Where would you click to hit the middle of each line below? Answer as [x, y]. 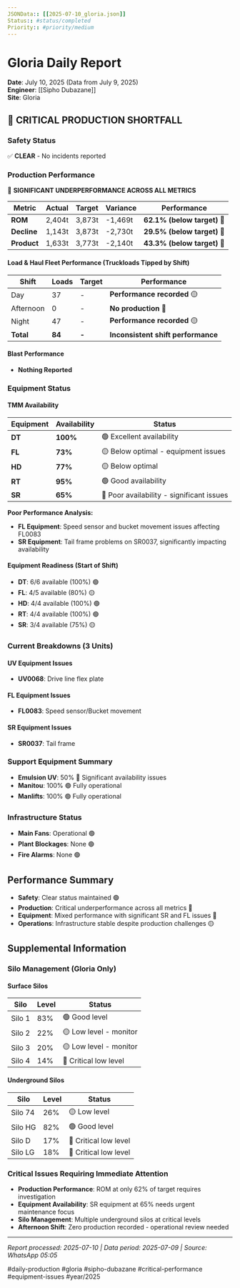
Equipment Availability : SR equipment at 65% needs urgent [106, 1204]
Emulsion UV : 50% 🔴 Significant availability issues [92, 777]
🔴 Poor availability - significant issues [165, 495]
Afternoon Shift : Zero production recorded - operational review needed [123, 1227]
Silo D [21, 1140]
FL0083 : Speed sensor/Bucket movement [79, 711]
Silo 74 [23, 1113]
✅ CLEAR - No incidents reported [57, 156]
